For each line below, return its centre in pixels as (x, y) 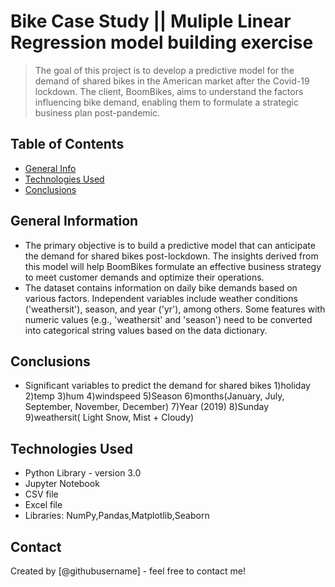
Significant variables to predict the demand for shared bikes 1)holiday (167, 386)
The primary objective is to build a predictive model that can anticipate (170, 245)
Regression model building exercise (162, 42)
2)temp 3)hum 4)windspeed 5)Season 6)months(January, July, (154, 396)
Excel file (43, 505)
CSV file (41, 494)
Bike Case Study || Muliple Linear (151, 21)
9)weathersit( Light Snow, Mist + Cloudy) (109, 417)
